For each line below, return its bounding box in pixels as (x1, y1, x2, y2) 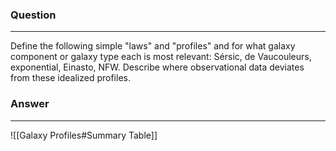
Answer (10, 97, 50, 111)
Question (10, 8, 57, 22)
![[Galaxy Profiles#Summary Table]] (10, 129, 158, 141)
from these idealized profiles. (10, 72, 131, 84)
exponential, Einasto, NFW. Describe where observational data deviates (10, 61, 305, 73)
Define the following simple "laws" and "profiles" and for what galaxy (10, 40, 296, 52)
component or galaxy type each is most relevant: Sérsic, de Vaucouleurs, (10, 51, 312, 63)
